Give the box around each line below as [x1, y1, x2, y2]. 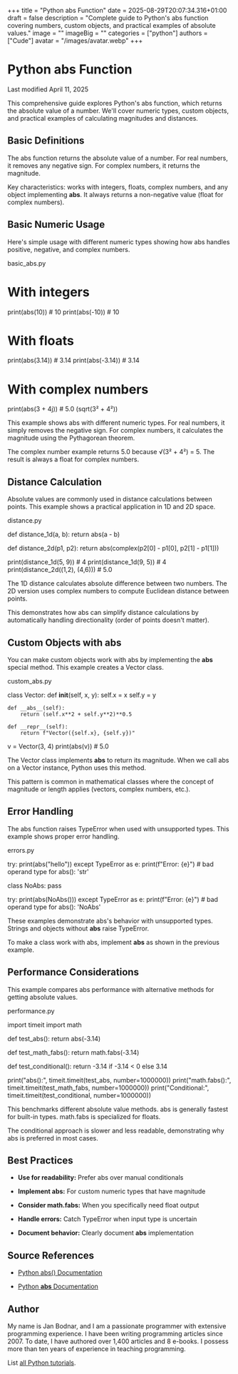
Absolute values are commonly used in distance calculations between [7, 495, 212, 503]
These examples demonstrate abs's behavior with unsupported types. [7, 916, 214, 925]
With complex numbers [7, 381, 149, 397]
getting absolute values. [7, 993, 78, 1001]
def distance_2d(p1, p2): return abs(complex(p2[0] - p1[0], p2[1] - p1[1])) [7, 544, 219, 553]
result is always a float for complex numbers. [7, 455, 140, 463]
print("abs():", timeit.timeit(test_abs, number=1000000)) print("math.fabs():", [7, 1075, 232, 1084]
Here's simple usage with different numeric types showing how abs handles [7, 237, 230, 246]
